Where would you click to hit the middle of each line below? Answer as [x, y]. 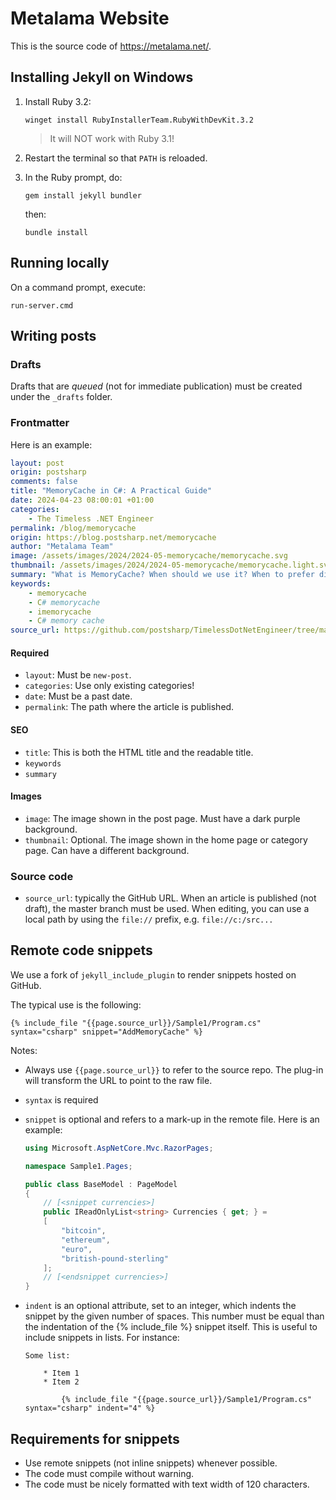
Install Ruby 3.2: [58, 101]
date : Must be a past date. [78, 696]
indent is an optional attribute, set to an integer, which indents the [160, 1306]
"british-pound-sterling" [115, 1258]
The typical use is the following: [76, 1004]
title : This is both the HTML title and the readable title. [139, 752]
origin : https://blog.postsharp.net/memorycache [113, 537]
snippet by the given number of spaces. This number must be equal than [174, 1316]
